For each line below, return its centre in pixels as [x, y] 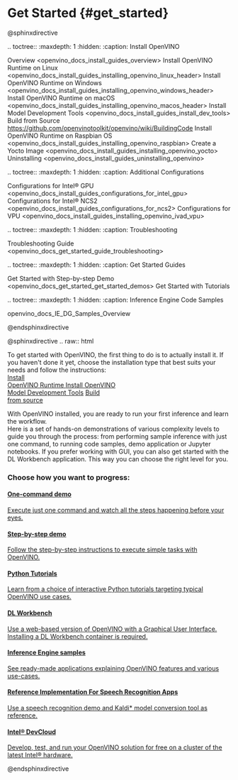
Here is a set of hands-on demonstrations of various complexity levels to [113, 429]
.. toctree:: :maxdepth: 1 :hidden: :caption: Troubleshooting [92, 229]
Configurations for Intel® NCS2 [52, 201]
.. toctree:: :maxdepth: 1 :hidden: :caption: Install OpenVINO [93, 46]
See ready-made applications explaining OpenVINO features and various [113, 668]
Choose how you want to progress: [69, 477]
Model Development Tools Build [54, 392]
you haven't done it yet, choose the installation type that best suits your [112, 362]
